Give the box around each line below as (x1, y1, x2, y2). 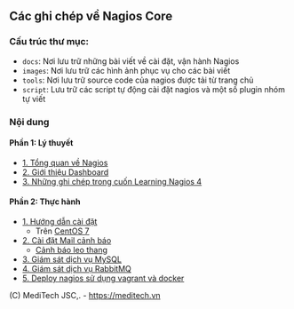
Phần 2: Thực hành (9, 196, 81, 207)
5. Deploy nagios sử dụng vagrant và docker (21, 273, 185, 284)
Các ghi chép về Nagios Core (9, 9, 173, 24)
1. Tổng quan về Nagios (21, 157, 108, 168)
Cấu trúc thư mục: (9, 36, 90, 48)
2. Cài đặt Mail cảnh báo (21, 235, 112, 246)
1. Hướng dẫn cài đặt (21, 217, 98, 227)
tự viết (21, 93, 46, 104)
